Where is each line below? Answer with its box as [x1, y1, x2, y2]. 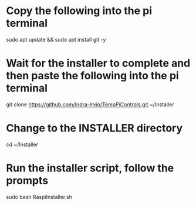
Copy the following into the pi [6, 4, 153, 18]
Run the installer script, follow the [6, 161, 174, 174]
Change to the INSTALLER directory [6, 121, 183, 135]
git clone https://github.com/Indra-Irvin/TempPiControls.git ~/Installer [6, 101, 174, 108]
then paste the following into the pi [6, 69, 179, 83]
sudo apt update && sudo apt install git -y [6, 36, 106, 43]
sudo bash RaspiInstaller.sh [6, 193, 72, 200]
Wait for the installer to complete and [6, 57, 191, 70]
